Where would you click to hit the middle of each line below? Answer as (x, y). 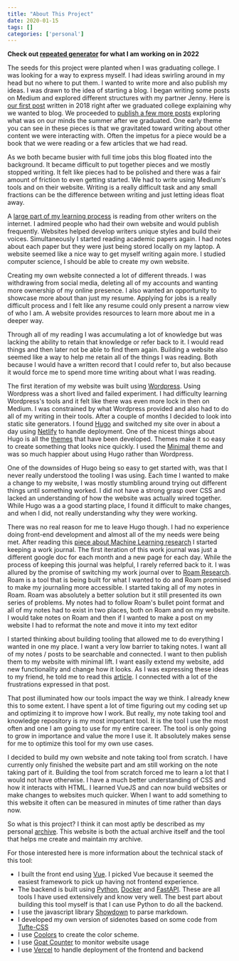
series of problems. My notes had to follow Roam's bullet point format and (116, 602)
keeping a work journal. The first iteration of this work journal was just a (112, 550)
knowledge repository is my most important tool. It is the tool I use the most (118, 721)
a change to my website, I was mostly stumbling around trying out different (117, 483)
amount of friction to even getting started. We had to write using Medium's (117, 180)
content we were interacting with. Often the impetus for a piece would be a (117, 136)
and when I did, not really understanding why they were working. (102, 514)
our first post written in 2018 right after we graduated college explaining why (119, 106)
